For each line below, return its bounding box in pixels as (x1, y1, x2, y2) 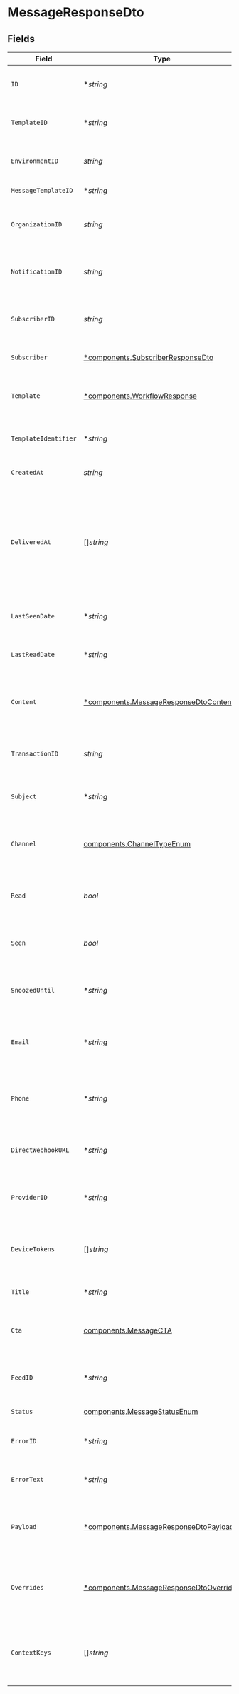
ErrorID (11, 1437, 37, 1445)
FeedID (11, 1374, 33, 1382)
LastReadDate (11, 651, 55, 658)
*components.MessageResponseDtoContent (83, 697, 235, 707)
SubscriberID (11, 315, 55, 323)
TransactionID (11, 750, 59, 758)
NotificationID (11, 268, 63, 276)
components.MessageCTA (83, 1325, 173, 1335)
